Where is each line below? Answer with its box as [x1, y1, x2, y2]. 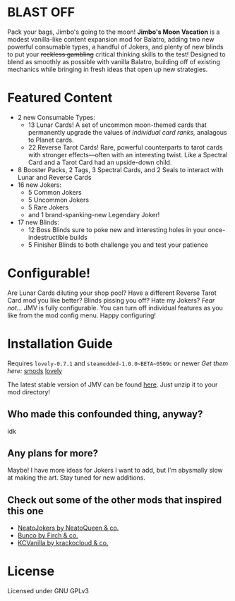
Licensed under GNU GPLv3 [7, 587, 90, 595]
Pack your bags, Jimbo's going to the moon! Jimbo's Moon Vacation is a [7, 28, 220, 36]
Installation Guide [7, 336, 113, 351]
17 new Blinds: [17, 218, 60, 226]
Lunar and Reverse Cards [17, 173, 92, 181]
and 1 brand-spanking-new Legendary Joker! [28, 210, 160, 219]
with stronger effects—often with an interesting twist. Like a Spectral [28, 150, 228, 159]
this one [7, 505, 44, 517]
